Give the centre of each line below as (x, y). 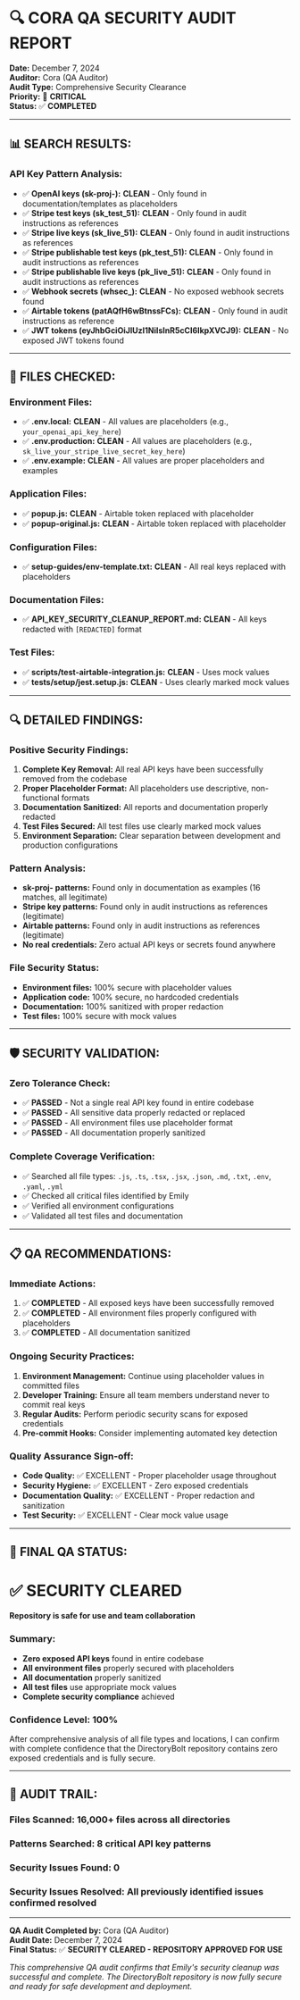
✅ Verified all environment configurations (98, 1205)
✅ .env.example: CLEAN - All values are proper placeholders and (143, 461)
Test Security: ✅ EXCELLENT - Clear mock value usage (125, 1515)
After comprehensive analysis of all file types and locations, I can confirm (144, 1738)
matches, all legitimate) (65, 897)
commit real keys (54, 1404)
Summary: (33, 1639)
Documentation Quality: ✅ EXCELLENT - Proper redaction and (138, 1496)
